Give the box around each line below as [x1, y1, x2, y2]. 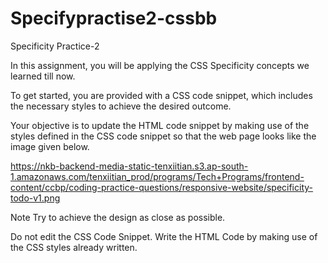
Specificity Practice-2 [10, 40, 100, 52]
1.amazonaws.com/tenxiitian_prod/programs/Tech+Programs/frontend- [10, 170, 305, 182]
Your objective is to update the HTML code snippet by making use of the [10, 119, 310, 131]
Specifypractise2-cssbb [10, 7, 218, 30]
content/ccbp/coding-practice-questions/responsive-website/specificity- [10, 181, 314, 193]
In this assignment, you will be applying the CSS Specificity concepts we [10, 59, 310, 71]
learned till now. [10, 70, 76, 82]
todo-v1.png [10, 192, 61, 204]
